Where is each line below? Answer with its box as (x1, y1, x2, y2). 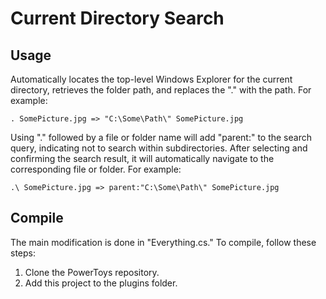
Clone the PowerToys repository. (24, 266, 160, 278)
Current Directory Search (10, 7, 225, 30)
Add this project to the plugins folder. (24, 277, 178, 289)
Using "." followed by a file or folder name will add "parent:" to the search (10, 132, 312, 143)
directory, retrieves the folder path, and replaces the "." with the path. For (10, 84, 312, 96)
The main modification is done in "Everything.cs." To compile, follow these (10, 236, 317, 248)
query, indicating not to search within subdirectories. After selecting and (10, 142, 308, 154)
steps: (10, 247, 36, 259)
